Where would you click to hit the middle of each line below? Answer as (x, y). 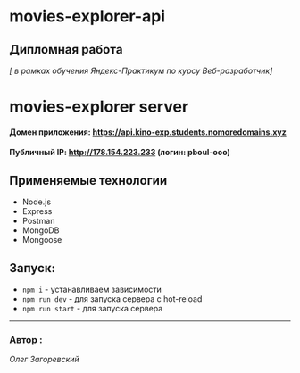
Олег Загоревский (45, 360)
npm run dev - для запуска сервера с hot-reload (112, 299)
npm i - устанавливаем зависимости (92, 289)
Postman (38, 221)
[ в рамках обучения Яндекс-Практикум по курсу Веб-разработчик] (141, 70)
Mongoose (42, 240)
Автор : (26, 339)
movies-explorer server (99, 107)
